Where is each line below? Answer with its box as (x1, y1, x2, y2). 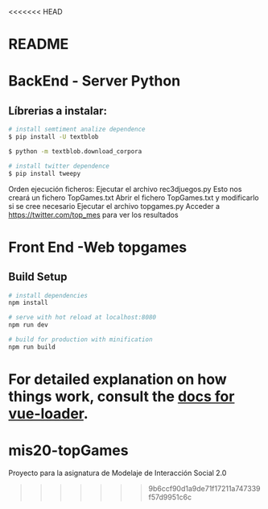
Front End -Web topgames (8, 238, 188, 257)
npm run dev (8, 321, 48, 329)
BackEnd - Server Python (8, 72, 181, 90)
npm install (8, 298, 48, 307)
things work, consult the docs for (8, 387, 235, 406)
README (8, 35, 69, 53)
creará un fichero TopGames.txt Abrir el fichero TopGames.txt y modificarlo (8, 193, 259, 202)
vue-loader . (8, 405, 89, 423)
